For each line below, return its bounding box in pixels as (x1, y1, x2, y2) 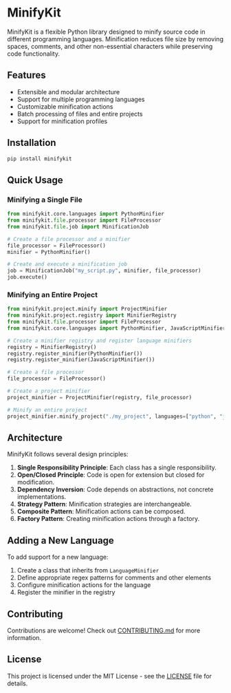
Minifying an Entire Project (7, 290, 98, 299)
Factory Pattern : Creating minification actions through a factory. (16, 515, 200, 523)
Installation (7, 137, 56, 149)
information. (7, 633, 42, 641)
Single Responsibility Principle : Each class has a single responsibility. (16, 463, 217, 472)
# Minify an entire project (7, 406, 88, 414)
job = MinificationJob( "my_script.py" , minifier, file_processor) (7, 267, 201, 275)
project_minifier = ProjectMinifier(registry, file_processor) (7, 394, 192, 401)
